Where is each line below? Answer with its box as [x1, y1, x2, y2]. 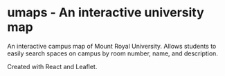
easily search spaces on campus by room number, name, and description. [7, 49, 218, 58]
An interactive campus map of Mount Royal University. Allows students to [7, 42, 217, 50]
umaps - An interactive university [7, 5, 204, 21]
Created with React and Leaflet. [7, 62, 98, 71]
